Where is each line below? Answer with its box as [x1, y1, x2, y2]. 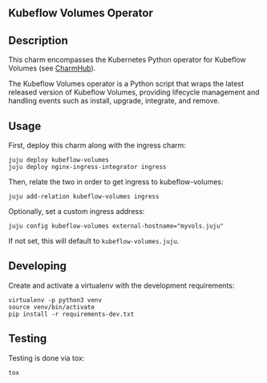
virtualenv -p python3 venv [8, 296, 103, 304]
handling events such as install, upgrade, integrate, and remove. [8, 96, 220, 106]
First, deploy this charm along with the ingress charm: [8, 140, 187, 151]
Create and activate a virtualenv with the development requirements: [8, 280, 235, 290]
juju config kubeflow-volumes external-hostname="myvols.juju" [8, 222, 225, 231]
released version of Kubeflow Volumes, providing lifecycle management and [8, 87, 260, 97]
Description [8, 34, 68, 47]
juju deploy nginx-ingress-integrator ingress [8, 163, 167, 171]
